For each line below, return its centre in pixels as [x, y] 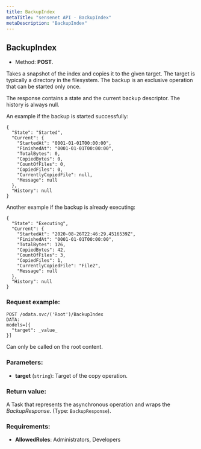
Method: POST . [34, 62]
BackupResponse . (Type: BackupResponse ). [59, 411]
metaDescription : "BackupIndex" [47, 23]
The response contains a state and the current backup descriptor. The [93, 98]
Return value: [26, 391]
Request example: [33, 302]
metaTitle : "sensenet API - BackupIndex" [59, 18]
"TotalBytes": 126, [42, 245]
